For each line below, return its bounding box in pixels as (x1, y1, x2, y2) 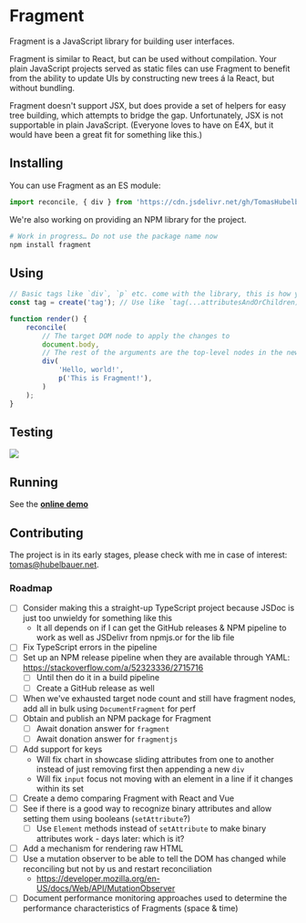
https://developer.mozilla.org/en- (36, 873, 161, 885)
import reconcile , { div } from (9, 197, 132, 206)
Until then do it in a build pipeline (36, 672, 160, 683)
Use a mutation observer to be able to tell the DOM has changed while (22, 854, 287, 865)
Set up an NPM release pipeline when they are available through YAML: (22, 652, 291, 663)
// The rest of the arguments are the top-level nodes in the (42, 348, 283, 358)
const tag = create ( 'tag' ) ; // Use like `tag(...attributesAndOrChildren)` (9, 298, 303, 307)
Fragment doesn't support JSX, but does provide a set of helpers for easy (9, 99, 287, 110)
